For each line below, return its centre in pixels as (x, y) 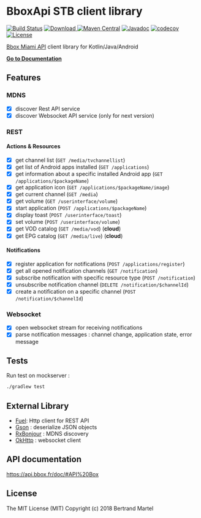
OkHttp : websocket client (48, 440)
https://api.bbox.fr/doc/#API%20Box (53, 474)
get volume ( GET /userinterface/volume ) (66, 201)
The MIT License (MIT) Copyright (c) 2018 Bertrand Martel (80, 508)
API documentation (44, 459)
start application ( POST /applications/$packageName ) (81, 208)
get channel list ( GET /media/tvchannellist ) (70, 160)
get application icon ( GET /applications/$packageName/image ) (92, 188)
